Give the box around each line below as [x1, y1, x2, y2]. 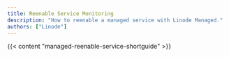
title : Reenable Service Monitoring [7, 10, 114, 17]
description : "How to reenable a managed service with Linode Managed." [7, 17, 223, 24]
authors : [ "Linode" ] [7, 23, 68, 30]
